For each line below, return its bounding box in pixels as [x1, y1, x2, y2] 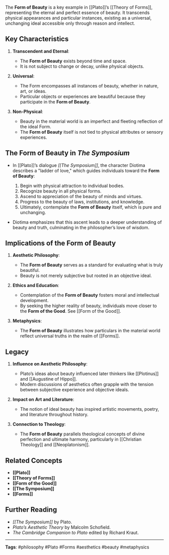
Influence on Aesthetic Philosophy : [12, 361, 88, 367]
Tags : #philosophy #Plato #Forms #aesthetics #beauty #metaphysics [5, 544, 149, 550]
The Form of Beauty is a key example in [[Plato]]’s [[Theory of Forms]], [5, 5, 153, 10]
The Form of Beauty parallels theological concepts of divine [20, 431, 145, 437]
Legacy [5, 347, 29, 356]
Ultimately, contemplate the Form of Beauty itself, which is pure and [20, 204, 161, 210]
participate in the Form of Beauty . [20, 99, 91, 105]
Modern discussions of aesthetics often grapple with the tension [20, 382, 154, 388]
